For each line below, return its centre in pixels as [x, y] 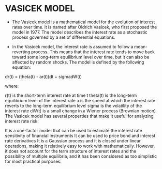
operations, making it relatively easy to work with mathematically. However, [80, 146]
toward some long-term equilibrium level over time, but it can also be [81, 57]
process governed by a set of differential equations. [64, 37]
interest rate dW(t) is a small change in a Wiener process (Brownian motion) [81, 111]
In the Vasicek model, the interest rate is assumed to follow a [73, 46]
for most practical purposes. [33, 161]
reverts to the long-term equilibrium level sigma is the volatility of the [74, 106]
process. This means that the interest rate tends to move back [93, 52]
